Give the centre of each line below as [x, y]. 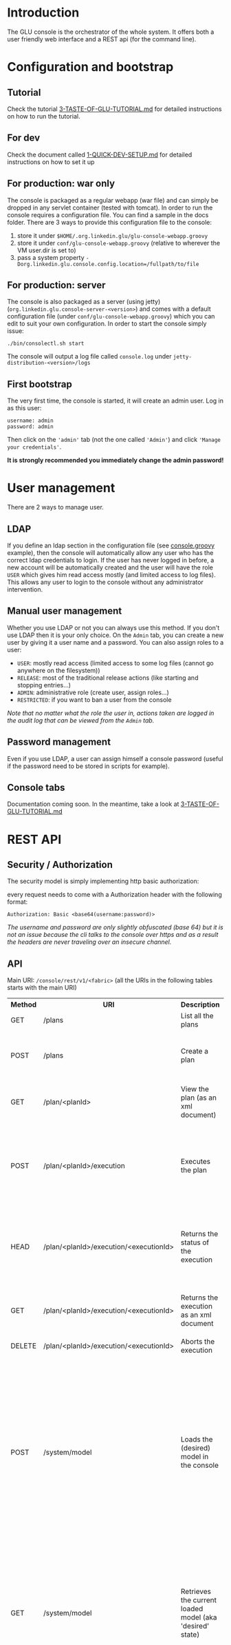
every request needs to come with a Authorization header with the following [114, 895]
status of [195, 1242]
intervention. [25, 589]
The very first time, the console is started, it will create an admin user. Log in [115, 401]
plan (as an [199, 1098]
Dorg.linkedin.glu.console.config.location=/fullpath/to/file [108, 264]
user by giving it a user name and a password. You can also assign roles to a [115, 642]
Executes [196, 1162]
